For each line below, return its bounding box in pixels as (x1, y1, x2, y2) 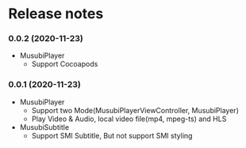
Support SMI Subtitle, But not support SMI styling (31, 131, 193, 140)
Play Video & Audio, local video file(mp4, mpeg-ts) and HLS (31, 114, 227, 123)
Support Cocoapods (31, 59, 98, 69)
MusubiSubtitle (19, 122, 70, 131)
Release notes (8, 5, 104, 23)
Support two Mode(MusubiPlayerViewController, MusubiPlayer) (31, 105, 240, 115)
